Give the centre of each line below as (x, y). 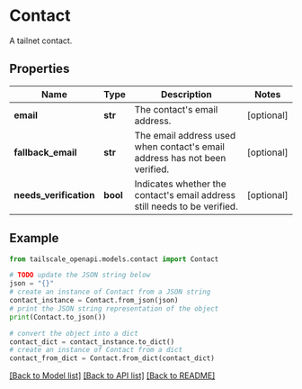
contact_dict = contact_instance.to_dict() (92, 342)
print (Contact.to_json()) (58, 317)
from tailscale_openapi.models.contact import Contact (114, 259)
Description (187, 94)
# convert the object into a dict (74, 333)
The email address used (185, 135)
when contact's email (179, 147)
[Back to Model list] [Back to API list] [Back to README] (112, 375)
